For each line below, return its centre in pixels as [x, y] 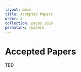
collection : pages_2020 [29, 23]
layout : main [18, 9]
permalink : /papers [25, 28]
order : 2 [14, 18]
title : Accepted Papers [29, 14]
